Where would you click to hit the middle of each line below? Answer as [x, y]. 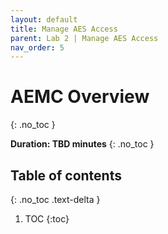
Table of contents [66, 175]
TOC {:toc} [47, 219]
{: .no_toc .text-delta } [55, 199]
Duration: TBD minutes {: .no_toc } [82, 144]
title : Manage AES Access [64, 29]
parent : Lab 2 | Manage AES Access [84, 38]
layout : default [44, 19]
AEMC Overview [80, 97]
